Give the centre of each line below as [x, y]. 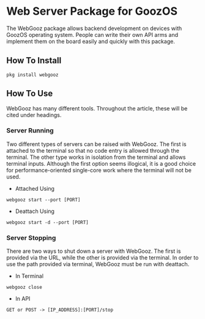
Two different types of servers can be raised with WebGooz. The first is [96, 144]
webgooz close [24, 287]
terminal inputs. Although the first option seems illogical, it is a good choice [101, 163]
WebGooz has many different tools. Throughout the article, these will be [97, 108]
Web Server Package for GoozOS [92, 11]
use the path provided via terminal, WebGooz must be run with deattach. [98, 264]
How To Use [30, 94]
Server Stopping [31, 237]
